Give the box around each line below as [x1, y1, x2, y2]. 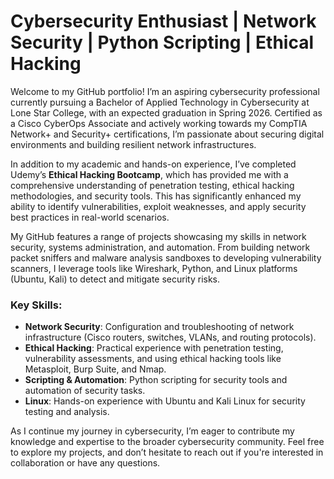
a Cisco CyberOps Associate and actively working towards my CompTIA [10, 117, 308, 129]
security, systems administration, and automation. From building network [10, 241, 311, 253]
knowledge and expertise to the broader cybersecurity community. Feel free [10, 436, 325, 448]
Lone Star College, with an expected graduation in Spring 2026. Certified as [10, 106, 323, 119]
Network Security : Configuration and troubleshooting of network [24, 321, 295, 333]
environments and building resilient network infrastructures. [10, 138, 257, 150]
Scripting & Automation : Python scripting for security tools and [24, 374, 288, 386]
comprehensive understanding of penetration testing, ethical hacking [10, 179, 295, 191]
